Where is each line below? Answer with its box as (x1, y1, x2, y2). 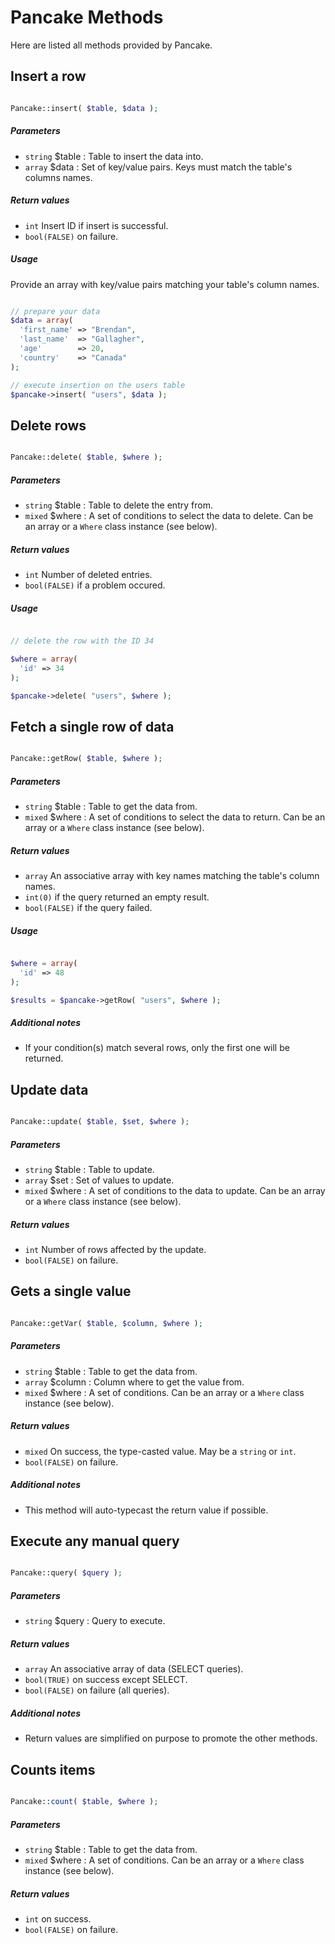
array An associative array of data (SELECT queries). (24, 1663, 244, 1675)
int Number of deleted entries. (24, 569, 153, 581)
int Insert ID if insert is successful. (24, 219, 169, 231)
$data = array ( (10, 316, 74, 326)
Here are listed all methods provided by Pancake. (10, 39, 213, 51)
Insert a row (10, 68, 87, 85)
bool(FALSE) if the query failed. (24, 902, 153, 913)
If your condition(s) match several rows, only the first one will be (24, 1042, 290, 1054)
